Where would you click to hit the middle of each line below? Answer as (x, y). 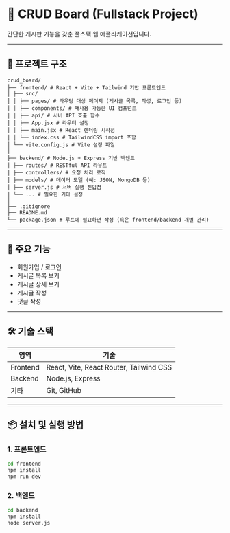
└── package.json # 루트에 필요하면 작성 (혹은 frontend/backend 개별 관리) (108, 220)
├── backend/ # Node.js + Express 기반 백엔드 (71, 158)
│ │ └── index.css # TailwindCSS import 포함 (72, 137)
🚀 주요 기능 (29, 249)
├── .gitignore (29, 206)
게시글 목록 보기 (38, 275)
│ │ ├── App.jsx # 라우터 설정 (48, 123)
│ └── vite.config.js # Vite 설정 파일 (61, 145)
